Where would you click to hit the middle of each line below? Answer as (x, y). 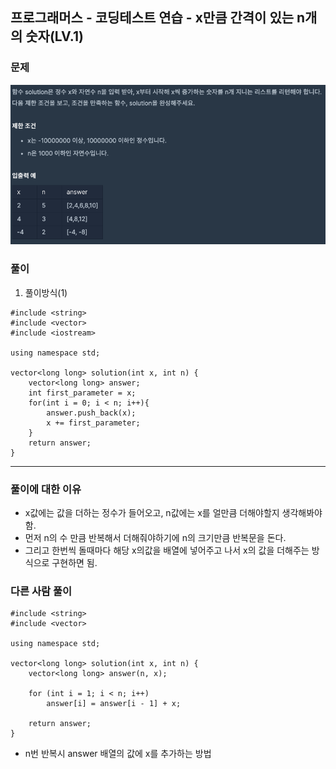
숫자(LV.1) (54, 36)
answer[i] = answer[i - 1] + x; (114, 704)
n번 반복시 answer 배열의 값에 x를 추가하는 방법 (118, 754)
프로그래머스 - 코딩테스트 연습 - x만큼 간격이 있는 (152, 18)
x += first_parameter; (93, 423)
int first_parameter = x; (82, 393)
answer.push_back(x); (91, 413)
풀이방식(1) (46, 292)
